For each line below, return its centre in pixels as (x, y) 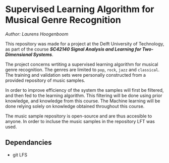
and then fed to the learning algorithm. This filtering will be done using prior (84, 95)
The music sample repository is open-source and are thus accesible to (79, 116)
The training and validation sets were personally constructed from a (76, 75)
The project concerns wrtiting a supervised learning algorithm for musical (82, 64)
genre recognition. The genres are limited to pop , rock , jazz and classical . (82, 70)
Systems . (43, 55)
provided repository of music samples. (45, 80)
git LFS (20, 154)
